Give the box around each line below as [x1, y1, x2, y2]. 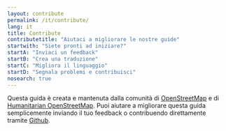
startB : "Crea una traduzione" [7, 56, 99, 63]
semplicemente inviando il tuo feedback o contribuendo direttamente [7, 109, 206, 117]
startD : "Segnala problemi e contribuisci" [7, 68, 136, 75]
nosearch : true [7, 75, 52, 82]
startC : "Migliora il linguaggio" [7, 62, 108, 69]
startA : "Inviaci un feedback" [7, 49, 99, 56]
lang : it [7, 23, 33, 30]
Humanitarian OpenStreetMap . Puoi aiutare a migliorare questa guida [7, 102, 206, 110]
